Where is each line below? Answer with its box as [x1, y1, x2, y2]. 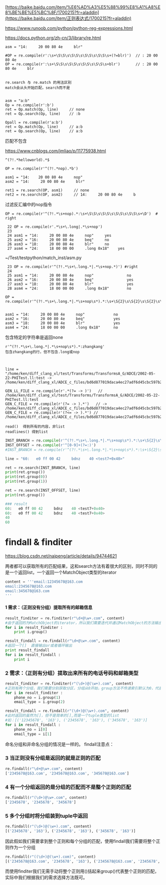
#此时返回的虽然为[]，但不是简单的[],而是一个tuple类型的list [5, 713, 120, 718]
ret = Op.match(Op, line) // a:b [5, 124, 83, 129]
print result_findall [5, 648, 50, 653]
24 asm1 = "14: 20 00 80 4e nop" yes [7, 233, 112, 238]
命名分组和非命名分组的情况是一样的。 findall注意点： [5, 741, 114, 747]
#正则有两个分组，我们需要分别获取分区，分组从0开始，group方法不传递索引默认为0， [5, 686, 156, 691]
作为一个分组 [9, 844, 36, 850]
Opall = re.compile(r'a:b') [5, 120, 63, 125]
